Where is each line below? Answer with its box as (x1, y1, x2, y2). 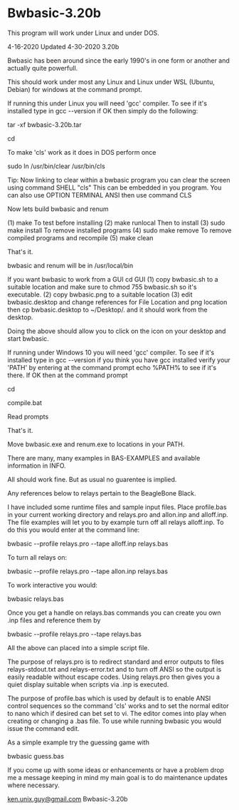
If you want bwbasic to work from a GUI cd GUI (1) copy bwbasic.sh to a (7, 275, 218, 283)
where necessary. (7, 781, 60, 789)
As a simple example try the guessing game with (7, 738, 149, 747)
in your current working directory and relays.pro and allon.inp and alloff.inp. (7, 510, 229, 518)
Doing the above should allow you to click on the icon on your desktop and (7, 327, 226, 335)
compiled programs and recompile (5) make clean (7, 233, 154, 242)
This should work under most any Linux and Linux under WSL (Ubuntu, (7, 77, 215, 86)
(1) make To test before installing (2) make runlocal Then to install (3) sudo (7, 218, 225, 227)
